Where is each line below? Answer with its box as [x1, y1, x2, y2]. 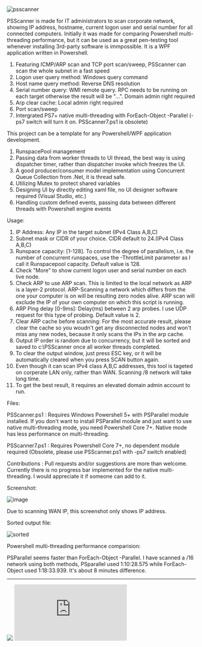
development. [7, 136, 41, 143]
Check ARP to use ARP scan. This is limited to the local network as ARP [15, 280, 192, 286]
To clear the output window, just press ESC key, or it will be [15, 350, 162, 357]
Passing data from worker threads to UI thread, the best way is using [15, 154, 185, 161]
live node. [15, 273, 40, 280]
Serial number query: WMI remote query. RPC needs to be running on [15, 86, 188, 93]
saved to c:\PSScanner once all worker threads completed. [15, 343, 161, 351]
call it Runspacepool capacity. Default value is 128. [15, 260, 141, 267]
